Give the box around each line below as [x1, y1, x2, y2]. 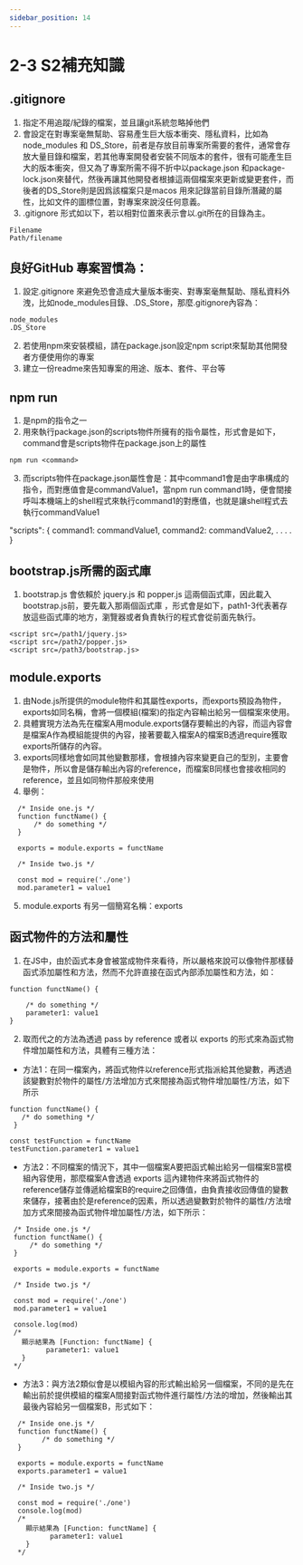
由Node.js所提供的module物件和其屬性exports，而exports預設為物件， [22, 695, 287, 706]
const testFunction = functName [9, 1136, 131, 1145]
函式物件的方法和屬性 [9, 930, 128, 945]
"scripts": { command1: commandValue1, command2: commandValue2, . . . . [9, 525, 292, 536]
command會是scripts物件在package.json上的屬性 [22, 438, 207, 449]
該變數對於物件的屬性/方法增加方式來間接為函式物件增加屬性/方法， [22, 1075, 274, 1086]
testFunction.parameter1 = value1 [9, 1144, 140, 1154]
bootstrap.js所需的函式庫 [9, 563, 152, 578]
